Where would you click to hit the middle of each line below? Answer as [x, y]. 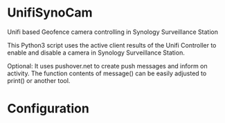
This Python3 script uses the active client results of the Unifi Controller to [112, 45]
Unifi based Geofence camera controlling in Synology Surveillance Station [112, 32]
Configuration [48, 109]
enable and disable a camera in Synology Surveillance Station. [96, 53]
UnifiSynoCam [50, 13]
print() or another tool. [39, 80]
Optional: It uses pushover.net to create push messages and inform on [107, 66]
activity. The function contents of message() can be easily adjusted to [107, 73]
